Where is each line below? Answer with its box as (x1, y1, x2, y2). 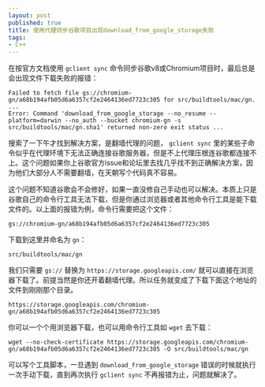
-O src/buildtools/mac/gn (162, 345, 248, 353)
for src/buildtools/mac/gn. (162, 96, 256, 104)
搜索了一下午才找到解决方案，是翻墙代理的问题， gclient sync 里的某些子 (8, 139, 248, 148)
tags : (8, 33, 26, 42)
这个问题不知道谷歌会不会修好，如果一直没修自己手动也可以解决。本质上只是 (8, 184, 257, 194)
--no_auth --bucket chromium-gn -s (64, 117, 181, 125)
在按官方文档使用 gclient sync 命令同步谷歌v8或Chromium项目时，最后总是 (8, 64, 256, 73)
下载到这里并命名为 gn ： (8, 235, 87, 244)
